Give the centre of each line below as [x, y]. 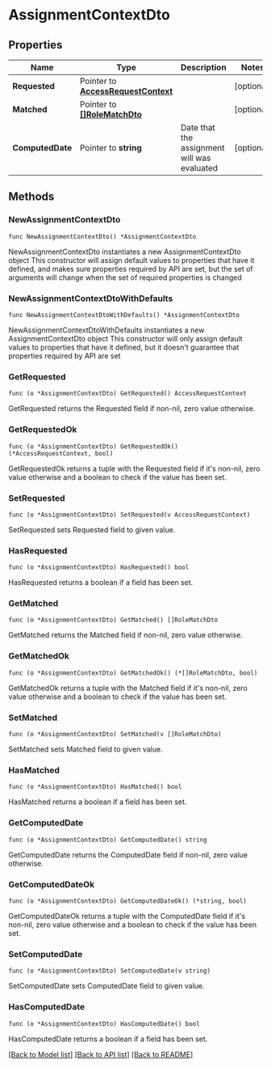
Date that [198, 127]
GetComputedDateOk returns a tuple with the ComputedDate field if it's [127, 916]
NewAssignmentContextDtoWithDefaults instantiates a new [106, 330]
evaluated [199, 168]
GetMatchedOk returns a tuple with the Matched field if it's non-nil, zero [128, 688]
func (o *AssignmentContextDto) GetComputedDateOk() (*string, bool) [128, 901]
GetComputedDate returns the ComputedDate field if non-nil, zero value [128, 854]
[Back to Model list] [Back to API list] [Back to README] [101, 1054]
